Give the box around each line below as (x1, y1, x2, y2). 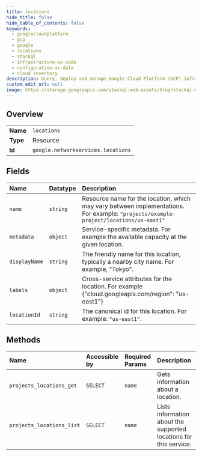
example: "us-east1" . (82, 314, 142, 323)
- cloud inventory (11, 70, 58, 76)
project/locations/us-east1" (82, 217, 165, 223)
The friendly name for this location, (82, 250, 181, 258)
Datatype (49, 184, 76, 192)
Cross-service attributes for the (82, 275, 173, 283)
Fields (6, 166, 30, 177)
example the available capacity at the (82, 233, 188, 241)
